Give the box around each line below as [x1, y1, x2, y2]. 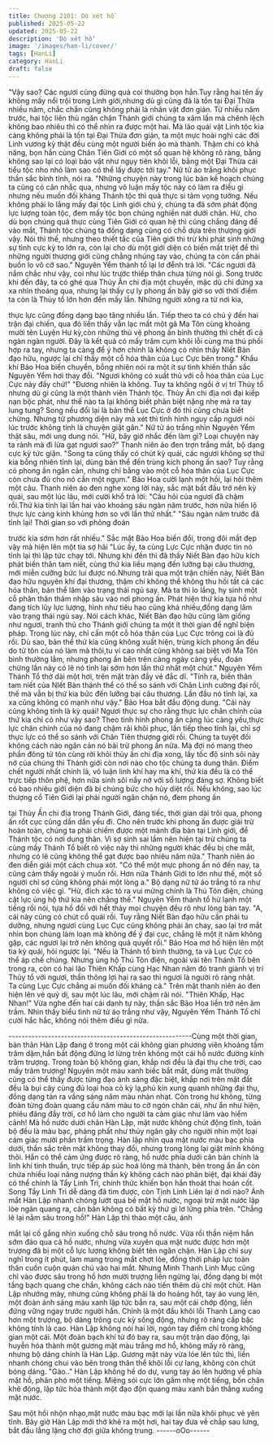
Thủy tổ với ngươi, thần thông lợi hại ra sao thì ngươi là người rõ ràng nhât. [8, 972, 256, 982]
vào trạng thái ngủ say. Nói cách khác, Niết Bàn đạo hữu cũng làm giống [8, 611, 250, 620]
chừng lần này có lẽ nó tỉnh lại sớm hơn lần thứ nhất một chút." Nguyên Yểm [8, 663, 262, 672]
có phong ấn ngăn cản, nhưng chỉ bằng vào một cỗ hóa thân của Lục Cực [8, 465, 255, 476]
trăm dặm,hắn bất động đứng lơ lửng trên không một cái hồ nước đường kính [8, 1048, 264, 1058]
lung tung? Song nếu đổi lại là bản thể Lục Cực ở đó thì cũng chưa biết [8, 405, 244, 415]
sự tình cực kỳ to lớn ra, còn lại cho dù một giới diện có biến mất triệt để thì [8, 242, 259, 252]
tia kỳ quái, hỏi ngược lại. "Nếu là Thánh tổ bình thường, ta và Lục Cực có [8, 946, 253, 956]
